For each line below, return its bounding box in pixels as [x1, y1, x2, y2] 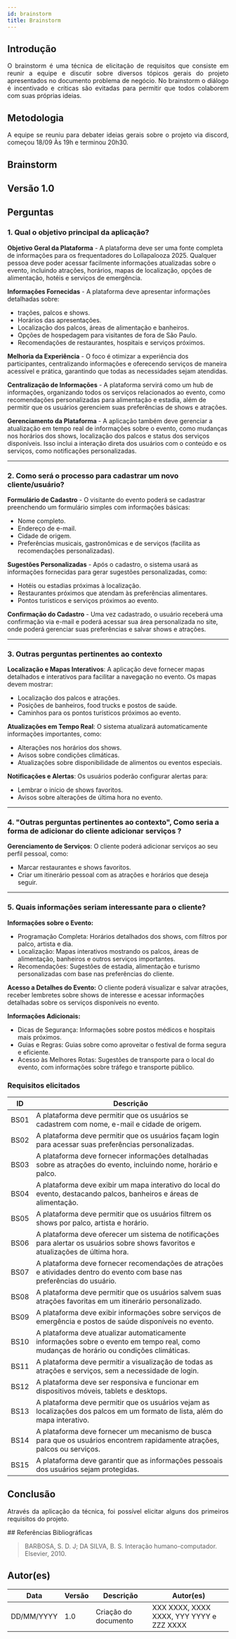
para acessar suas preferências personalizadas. [36, 1140, 195, 1149]
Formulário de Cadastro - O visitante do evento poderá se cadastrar [7, 495, 206, 504]
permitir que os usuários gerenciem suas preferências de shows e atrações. [7, 403, 228, 411]
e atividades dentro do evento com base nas [36, 1267, 183, 1277]
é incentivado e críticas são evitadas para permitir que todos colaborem [7, 84, 229, 92]
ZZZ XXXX [152, 1620, 188, 1630]
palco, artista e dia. [17, 940, 74, 948]
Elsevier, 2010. [24, 1549, 67, 1557]
